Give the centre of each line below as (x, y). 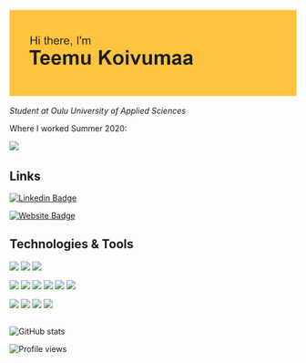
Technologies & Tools (71, 244)
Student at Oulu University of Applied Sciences (98, 111)
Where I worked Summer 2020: (68, 129)
